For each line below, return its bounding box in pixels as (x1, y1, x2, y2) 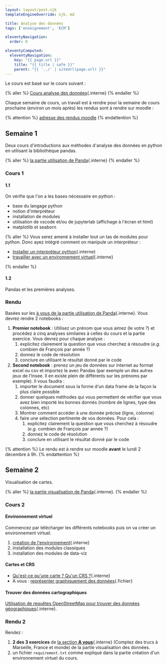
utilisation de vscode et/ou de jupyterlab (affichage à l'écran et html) (12, 219, 154, 225)
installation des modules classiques (12, 545, 86, 551)
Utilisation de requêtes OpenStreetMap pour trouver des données (5, 601, 140, 607)
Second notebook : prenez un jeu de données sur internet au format (12, 362, 154, 368)
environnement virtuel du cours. (12, 655, 78, 661)
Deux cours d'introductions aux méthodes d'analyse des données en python (5, 143, 163, 149)
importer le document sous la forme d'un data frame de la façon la (19, 383, 157, 389)
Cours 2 (5, 501, 25, 508)
